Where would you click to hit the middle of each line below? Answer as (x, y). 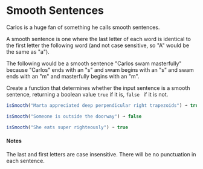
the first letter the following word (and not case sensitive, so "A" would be (98, 45)
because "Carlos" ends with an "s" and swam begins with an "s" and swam (100, 69)
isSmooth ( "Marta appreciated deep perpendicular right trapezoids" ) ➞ (97, 105)
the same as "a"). (28, 51)
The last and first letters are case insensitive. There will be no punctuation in (101, 154)
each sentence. (26, 161)
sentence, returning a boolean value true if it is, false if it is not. (87, 94)
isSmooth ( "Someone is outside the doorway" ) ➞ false (74, 116)
